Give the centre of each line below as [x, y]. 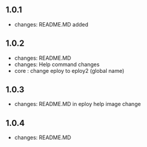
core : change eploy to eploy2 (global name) [69, 70]
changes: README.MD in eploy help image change [77, 104]
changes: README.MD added [51, 24]
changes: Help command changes [57, 64]
